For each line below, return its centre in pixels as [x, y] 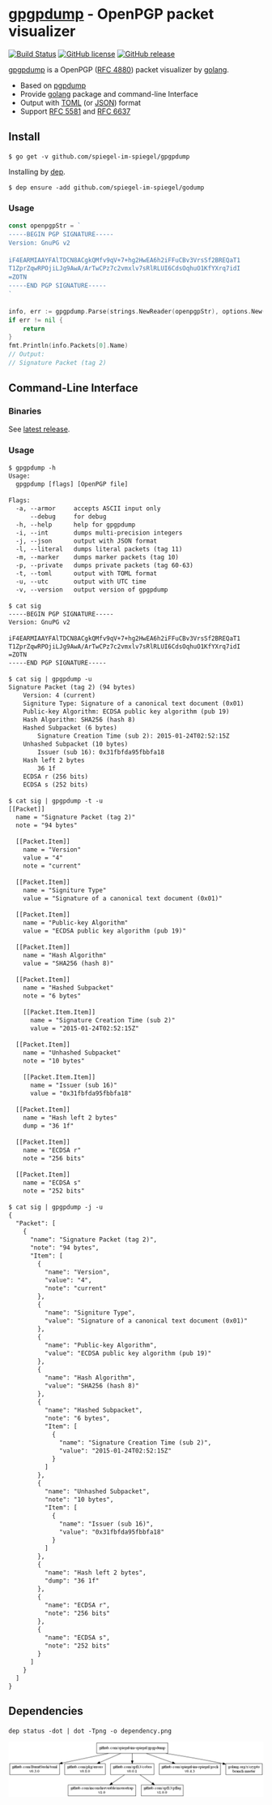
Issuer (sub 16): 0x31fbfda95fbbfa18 [101, 752]
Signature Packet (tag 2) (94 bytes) [72, 687]
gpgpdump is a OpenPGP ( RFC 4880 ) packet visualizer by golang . [119, 69]
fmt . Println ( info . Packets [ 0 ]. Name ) [68, 346]
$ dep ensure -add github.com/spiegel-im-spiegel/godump [106, 188]
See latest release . [39, 429]
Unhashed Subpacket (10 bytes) [76, 744]
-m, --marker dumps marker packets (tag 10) [98, 557]
